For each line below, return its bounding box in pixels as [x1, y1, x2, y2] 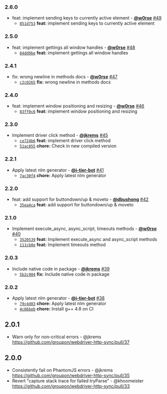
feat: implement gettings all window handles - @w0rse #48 [12, 44, 135, 50]
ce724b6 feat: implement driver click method [19, 137, 111, 144]
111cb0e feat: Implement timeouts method [19, 242, 106, 248]
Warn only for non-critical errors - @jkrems [12, 334, 101, 340]
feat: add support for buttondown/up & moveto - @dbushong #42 [12, 196, 149, 202]
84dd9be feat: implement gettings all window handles [19, 49, 128, 56]
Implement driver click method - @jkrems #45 [12, 132, 108, 138]
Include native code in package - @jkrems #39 [12, 266, 110, 272]
